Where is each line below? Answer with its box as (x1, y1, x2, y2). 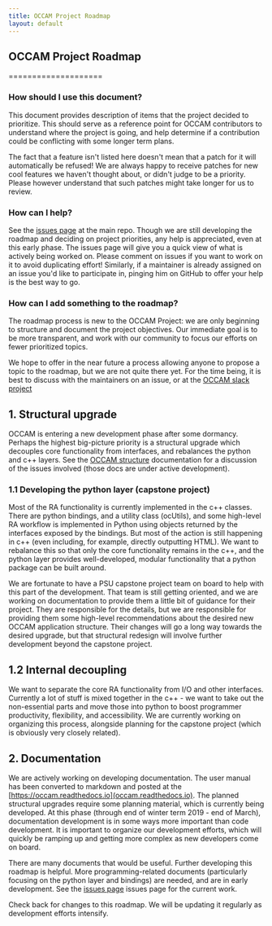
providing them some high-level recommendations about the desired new (8, 613, 254, 623)
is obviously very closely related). (8, 728, 121, 738)
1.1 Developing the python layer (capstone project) (8, 484, 210, 495)
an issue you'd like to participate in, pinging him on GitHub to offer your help (8, 268, 264, 278)
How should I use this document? (8, 91, 143, 103)
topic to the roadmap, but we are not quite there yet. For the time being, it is (8, 366, 261, 376)
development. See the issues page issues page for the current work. (8, 884, 238, 893)
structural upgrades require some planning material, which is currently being (8, 799, 265, 809)
